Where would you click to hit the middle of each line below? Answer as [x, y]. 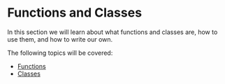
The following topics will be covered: [60, 53]
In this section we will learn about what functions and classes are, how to [112, 32]
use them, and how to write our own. [60, 39]
